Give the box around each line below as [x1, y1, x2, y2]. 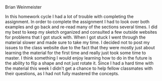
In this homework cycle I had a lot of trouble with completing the [5, 14, 134, 19]
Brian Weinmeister [5, 4, 42, 10]
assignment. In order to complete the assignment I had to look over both [5, 19, 150, 24]
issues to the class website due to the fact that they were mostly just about [5, 45, 155, 50]
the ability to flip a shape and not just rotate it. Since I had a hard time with [5, 61, 154, 66]
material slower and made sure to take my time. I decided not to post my [5, 40, 150, 45]
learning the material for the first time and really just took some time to [5, 50, 146, 56]
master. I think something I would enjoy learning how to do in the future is [5, 55, 152, 61]
